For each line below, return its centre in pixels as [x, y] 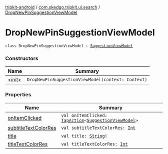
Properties [18, 95]
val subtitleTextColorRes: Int [98, 128]
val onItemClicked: [84, 115]
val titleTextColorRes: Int [94, 144]
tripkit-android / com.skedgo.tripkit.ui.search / [53, 7]
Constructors [22, 58]
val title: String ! [84, 136]
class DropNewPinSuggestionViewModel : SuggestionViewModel [69, 46]
